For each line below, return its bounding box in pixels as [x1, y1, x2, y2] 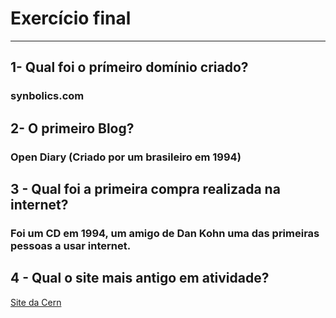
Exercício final [10, 7, 132, 30]
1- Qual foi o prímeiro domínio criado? [10, 59, 249, 76]
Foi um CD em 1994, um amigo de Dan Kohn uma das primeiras [10, 226, 320, 240]
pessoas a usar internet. [10, 238, 132, 252]
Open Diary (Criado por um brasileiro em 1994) [10, 150, 242, 164]
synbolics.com [10, 89, 85, 103]
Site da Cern [10, 296, 62, 308]
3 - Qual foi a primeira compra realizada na [10, 180, 281, 197]
